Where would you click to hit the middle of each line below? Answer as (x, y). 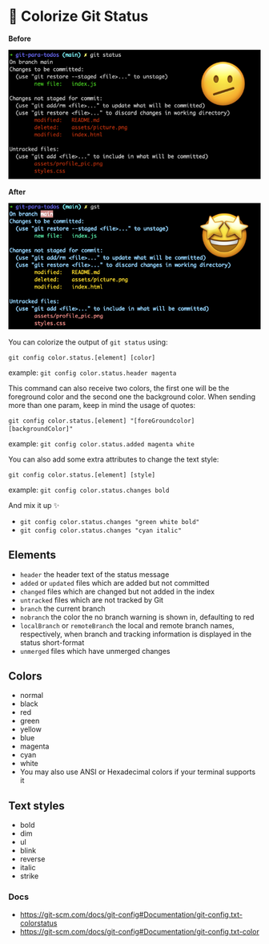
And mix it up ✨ (34, 505)
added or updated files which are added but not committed (114, 583)
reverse (32, 859)
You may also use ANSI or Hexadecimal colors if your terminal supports (138, 772)
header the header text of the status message (94, 574)
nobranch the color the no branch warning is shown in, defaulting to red (137, 617)
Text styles (37, 806)
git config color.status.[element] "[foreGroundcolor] (102, 421)
